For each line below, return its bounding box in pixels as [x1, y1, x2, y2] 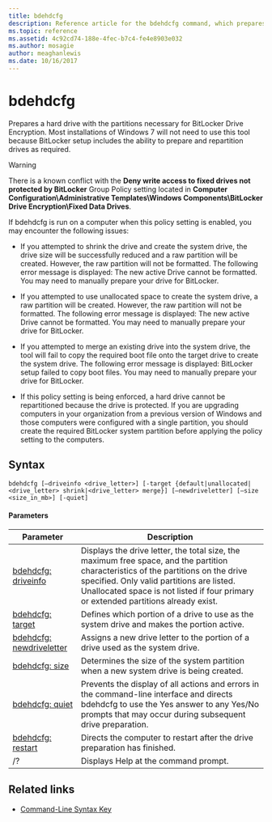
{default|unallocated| [175, 479, 252, 488]
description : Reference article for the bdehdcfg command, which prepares [8, 19, 266, 28]
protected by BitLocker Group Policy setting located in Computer [8, 184, 228, 194]
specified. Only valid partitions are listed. [80, 575, 236, 587]
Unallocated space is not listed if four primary [80, 585, 254, 596]
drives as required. [8, 144, 71, 154]
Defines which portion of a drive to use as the [80, 608, 254, 620]
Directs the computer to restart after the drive [80, 731, 253, 743]
